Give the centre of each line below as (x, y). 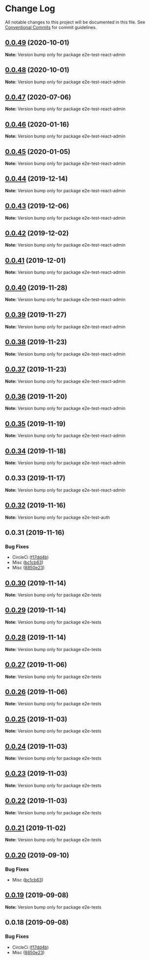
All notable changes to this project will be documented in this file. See (75, 22)
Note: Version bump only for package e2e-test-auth (57, 517)
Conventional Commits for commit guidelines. (51, 27)
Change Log (30, 9)
